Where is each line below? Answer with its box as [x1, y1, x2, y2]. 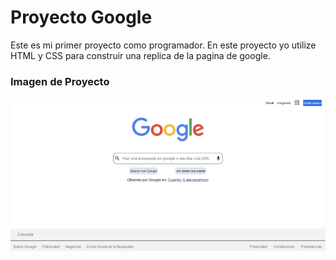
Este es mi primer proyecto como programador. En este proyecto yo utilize [10, 39, 317, 51]
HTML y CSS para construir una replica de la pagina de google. [10, 49, 271, 61]
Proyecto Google [10, 6, 153, 29]
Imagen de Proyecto [10, 74, 110, 88]
